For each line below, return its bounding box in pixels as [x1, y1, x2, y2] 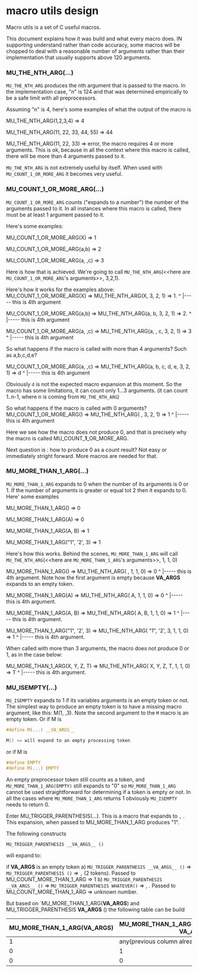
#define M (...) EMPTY [6, 765, 60, 771]
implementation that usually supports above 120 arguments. [6, 54, 151, 61]
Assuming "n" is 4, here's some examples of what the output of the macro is [6, 106, 192, 113]
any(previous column [118, 937, 178, 945]
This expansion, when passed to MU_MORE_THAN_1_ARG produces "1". [6, 818, 180, 826]
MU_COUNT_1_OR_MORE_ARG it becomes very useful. [6, 170, 123, 177]
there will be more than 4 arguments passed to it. [6, 153, 126, 160]
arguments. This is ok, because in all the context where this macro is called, [6, 146, 190, 154]
